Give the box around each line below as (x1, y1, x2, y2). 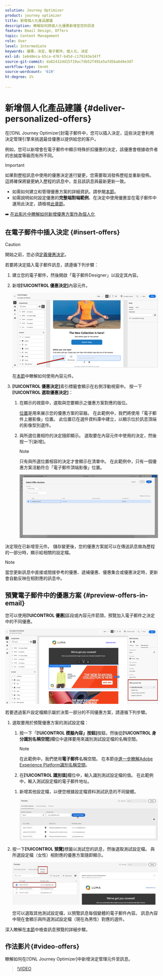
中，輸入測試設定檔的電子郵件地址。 (19, 778, 92, 784)
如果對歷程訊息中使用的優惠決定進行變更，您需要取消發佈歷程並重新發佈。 (5, 172, 154, 178)
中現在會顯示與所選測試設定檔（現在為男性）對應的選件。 (12, 916, 127, 922)
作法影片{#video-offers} (5, 942, 80, 950)
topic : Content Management (5, 34, 60, 38)
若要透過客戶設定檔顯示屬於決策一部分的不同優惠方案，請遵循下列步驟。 (5, 709, 149, 715)
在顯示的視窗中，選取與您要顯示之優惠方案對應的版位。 (19, 400, 130, 406)
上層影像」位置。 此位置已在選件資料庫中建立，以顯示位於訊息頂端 (23, 416, 157, 422)
